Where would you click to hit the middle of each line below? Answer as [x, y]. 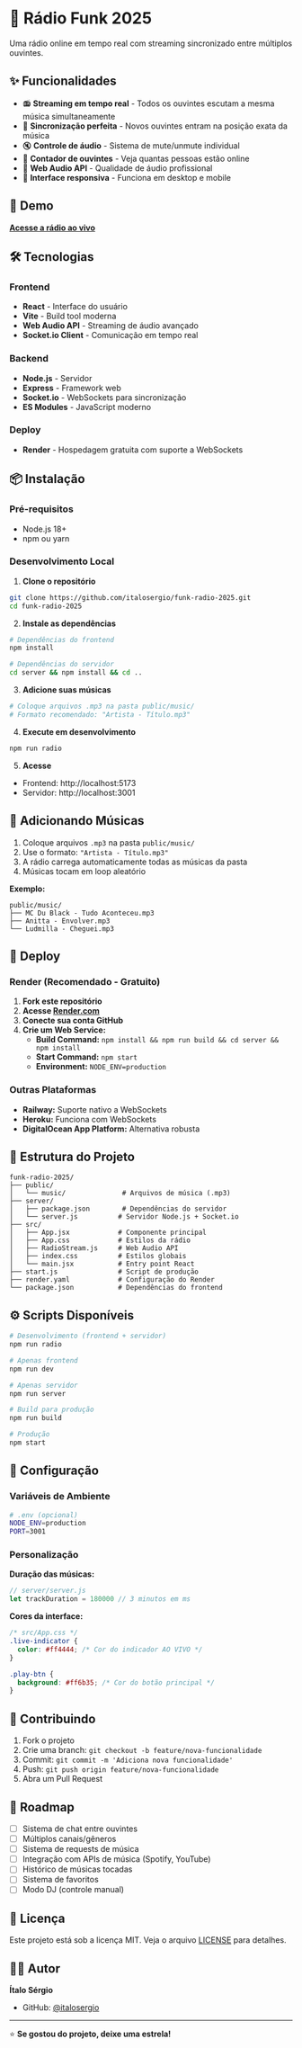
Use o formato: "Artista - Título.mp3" [95, 852]
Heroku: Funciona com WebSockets [89, 1119]
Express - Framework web [71, 388]
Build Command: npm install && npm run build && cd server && [157, 1040]
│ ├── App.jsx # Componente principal [108, 1233]
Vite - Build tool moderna [69, 316]
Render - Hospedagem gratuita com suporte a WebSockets [133, 450]
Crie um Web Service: [64, 1030]
